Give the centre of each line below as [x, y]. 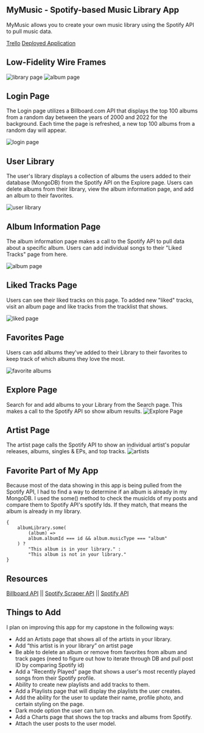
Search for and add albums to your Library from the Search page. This [94, 404]
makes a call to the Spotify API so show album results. [74, 411]
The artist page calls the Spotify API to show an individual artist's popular [98, 445]
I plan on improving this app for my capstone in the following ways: [90, 627]
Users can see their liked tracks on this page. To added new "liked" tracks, [100, 300]
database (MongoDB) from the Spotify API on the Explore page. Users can [100, 183]
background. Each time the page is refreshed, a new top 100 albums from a [101, 124]
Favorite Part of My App [52, 471]
